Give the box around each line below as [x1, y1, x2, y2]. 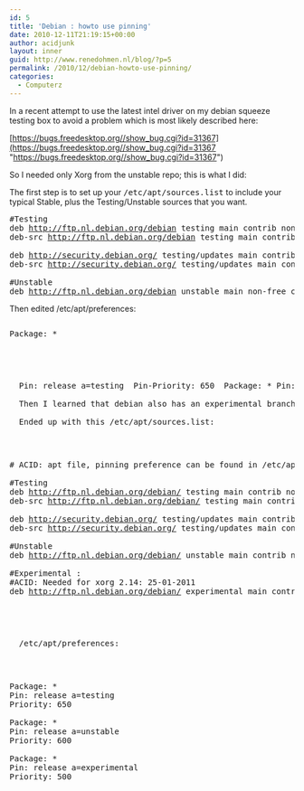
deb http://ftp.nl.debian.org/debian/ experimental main [9, 586, 268, 597]
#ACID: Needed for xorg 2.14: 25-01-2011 [9, 577, 196, 588]
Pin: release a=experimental [9, 762, 138, 773]
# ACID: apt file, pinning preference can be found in [9, 459, 258, 470]
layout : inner [9, 47, 63, 56]
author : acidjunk [9, 38, 75, 48]
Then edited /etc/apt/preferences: [9, 303, 137, 314]
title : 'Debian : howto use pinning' [9, 22, 152, 31]
